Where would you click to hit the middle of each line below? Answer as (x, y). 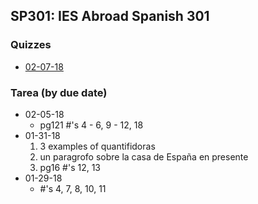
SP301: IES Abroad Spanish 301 (110, 16)
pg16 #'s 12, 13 (70, 167)
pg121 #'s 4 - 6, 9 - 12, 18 (91, 125)
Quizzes (31, 45)
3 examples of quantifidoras (97, 146)
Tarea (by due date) (59, 92)
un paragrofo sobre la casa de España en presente (144, 156)
